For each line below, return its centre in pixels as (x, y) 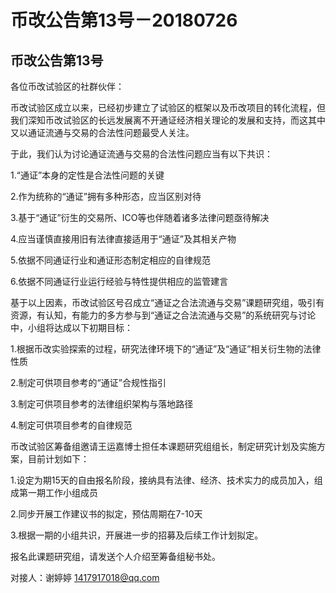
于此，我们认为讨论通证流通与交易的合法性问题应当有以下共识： (141, 154)
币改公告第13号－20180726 (124, 20)
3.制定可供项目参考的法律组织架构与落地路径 (102, 404)
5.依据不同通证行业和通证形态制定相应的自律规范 (110, 260)
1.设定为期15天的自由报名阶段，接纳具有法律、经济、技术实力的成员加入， (162, 480)
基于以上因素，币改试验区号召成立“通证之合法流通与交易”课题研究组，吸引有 (167, 302)
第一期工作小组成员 (58, 492)
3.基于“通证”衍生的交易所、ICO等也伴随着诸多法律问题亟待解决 (140, 217)
